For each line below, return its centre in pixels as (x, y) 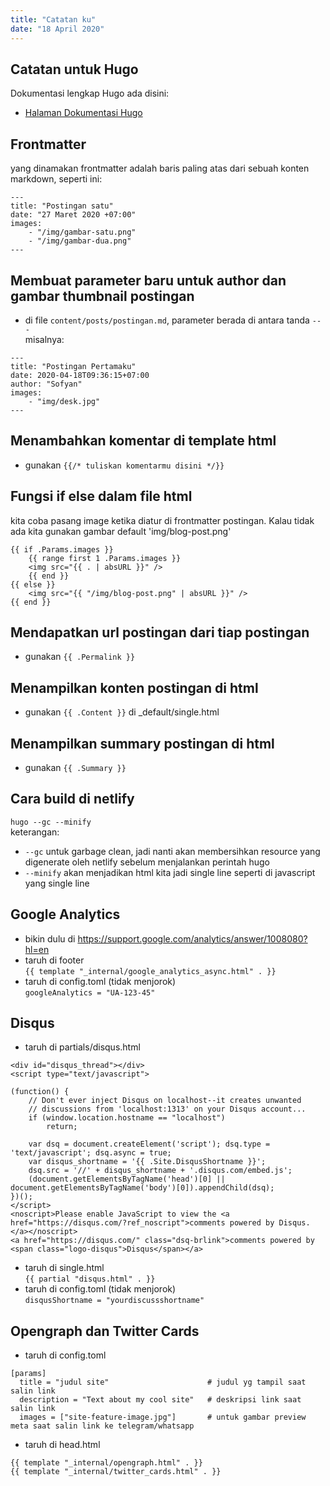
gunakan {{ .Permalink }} (80, 657)
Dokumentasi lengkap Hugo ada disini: (90, 93)
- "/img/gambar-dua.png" (80, 241)
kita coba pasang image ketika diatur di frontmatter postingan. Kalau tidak (162, 520)
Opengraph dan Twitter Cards (105, 1331)
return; (62, 1127)
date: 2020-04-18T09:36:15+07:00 (80, 375)
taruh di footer (54, 960)
